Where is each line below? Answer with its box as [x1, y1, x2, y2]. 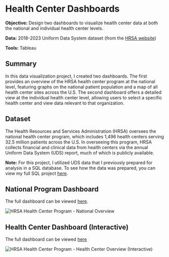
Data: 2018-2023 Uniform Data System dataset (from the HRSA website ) [5, 35, 156, 41]
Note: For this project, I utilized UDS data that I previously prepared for [5, 159, 153, 165]
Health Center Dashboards [5, 3, 120, 15]
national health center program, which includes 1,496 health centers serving [5, 133, 164, 139]
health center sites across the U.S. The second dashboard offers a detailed [5, 89, 162, 95]
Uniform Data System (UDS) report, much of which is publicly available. [5, 150, 154, 156]
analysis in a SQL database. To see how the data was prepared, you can [5, 165, 156, 171]
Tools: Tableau [5, 45, 36, 51]
